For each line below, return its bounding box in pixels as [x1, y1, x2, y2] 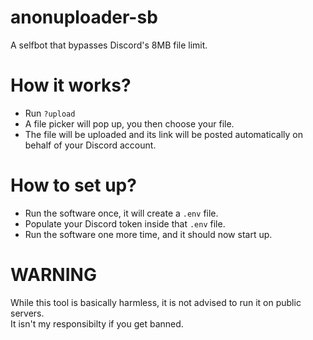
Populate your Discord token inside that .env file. [24, 217, 226, 230]
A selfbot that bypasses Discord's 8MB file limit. [10, 39, 208, 51]
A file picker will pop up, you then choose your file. [24, 117, 235, 130]
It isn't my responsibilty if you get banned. [10, 317, 184, 330]
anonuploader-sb [10, 6, 158, 29]
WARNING [10, 264, 97, 286]
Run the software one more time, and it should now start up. [24, 228, 273, 240]
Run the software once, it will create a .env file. [24, 207, 219, 219]
